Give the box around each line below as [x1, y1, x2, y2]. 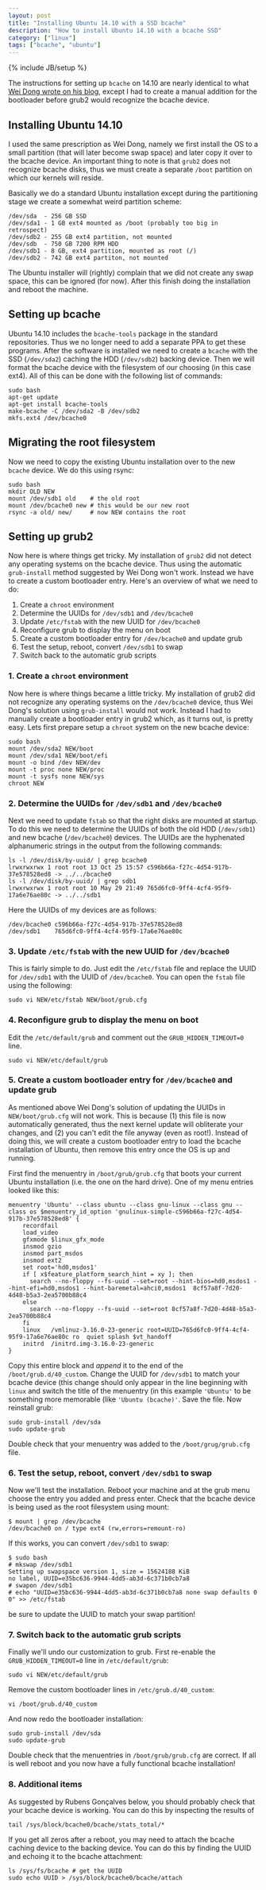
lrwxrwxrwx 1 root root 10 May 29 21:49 [8, 884, 145, 892]
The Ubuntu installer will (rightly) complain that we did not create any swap [8, 268, 254, 277]
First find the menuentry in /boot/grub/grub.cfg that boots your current [8, 1168, 242, 1178]
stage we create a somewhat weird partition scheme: [8, 196, 182, 206]
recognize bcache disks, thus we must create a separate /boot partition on [8, 164, 253, 174]
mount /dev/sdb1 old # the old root [8, 494, 141, 503]
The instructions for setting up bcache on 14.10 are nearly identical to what [8, 79, 249, 88]
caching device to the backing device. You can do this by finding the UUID [8, 1843, 252, 1853]
